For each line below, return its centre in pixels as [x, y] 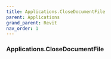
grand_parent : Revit [32, 23]
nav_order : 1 [22, 28]
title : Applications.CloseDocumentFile [56, 12]
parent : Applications [33, 17]
